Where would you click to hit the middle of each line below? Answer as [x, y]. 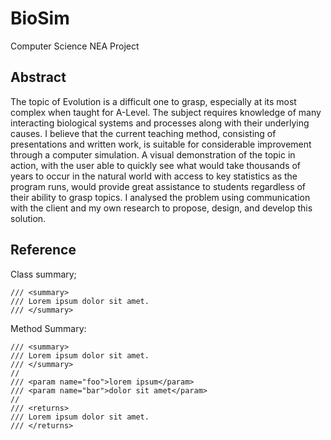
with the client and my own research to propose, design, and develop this [161, 208]
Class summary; [43, 274]
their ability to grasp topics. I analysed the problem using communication [160, 197]
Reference [43, 250]
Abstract [38, 77]
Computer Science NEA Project [75, 46]
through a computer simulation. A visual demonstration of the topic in [153, 154]
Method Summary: [48, 328]
